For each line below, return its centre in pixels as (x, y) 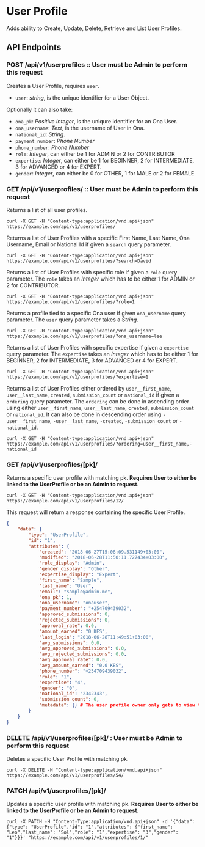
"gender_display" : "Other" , (75, 569)
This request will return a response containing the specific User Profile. (96, 512)
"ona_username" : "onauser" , (75, 603)
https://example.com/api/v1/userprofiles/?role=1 (71, 302)
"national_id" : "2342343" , (73, 694)
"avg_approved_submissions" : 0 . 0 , (83, 648)
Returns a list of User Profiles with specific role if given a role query (92, 272)
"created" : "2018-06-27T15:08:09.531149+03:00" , (102, 552)
